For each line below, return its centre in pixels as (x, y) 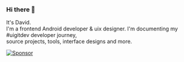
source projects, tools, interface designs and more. (69, 42)
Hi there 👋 (21, 10)
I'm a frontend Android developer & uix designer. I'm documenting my (92, 29)
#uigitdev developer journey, (42, 35)
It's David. (19, 23)
